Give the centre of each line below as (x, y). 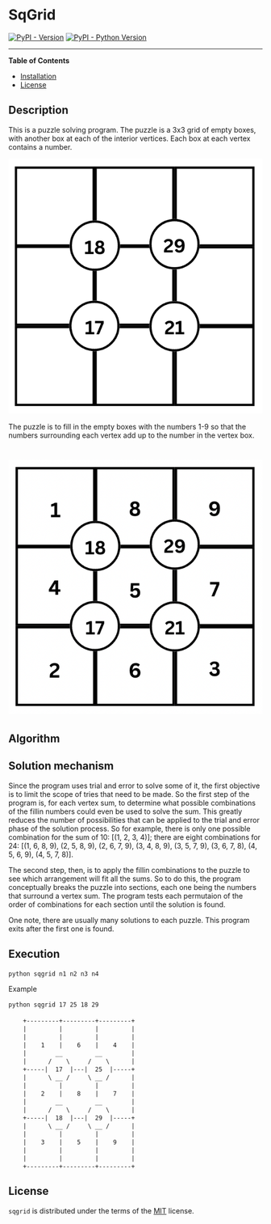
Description (38, 110)
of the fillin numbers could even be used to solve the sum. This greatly (125, 811)
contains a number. (40, 146)
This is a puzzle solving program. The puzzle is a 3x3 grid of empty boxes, (132, 129)
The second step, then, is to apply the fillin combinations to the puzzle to (129, 870)
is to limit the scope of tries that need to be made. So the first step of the (129, 794)
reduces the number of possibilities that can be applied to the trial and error (134, 820)
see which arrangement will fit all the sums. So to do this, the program (125, 879)
